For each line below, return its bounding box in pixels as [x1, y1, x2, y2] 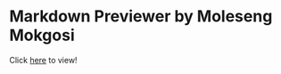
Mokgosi [9, 25, 76, 45]
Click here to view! [9, 54, 78, 65]
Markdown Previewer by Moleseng [9, 6, 273, 27]
